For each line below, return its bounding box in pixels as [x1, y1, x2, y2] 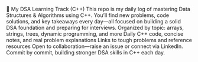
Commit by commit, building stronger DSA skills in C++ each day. [6, 49, 165, 56]
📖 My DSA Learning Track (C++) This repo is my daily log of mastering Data [6, 6, 191, 12]
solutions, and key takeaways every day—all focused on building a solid [6, 18, 181, 25]
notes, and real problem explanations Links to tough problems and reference [6, 37, 192, 43]
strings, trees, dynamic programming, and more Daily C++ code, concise [6, 30, 184, 37]
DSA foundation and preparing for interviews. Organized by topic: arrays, [6, 24, 184, 31]
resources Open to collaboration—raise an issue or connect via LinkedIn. [6, 43, 183, 50]
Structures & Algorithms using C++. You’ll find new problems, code [6, 12, 170, 19]
